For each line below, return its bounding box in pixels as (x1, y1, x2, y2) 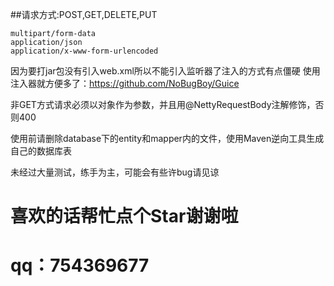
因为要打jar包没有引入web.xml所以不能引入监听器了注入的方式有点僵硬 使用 (10, 65, 321, 77)
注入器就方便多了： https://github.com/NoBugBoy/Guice (10, 78, 240, 89)
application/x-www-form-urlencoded (10, 46, 159, 56)
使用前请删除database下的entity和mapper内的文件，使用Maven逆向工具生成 (10, 133, 325, 144)
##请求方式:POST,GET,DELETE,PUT (10, 9, 158, 20)
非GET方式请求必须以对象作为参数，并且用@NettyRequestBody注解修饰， (10, 99, 316, 110)
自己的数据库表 (10, 145, 72, 157)
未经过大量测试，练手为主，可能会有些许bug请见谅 (10, 166, 220, 178)
